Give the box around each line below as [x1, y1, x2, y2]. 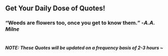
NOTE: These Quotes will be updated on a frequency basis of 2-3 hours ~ [5, 44, 163, 50]
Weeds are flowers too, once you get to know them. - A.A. [8, 19, 155, 26]
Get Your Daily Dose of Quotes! [5, 4, 106, 13]
